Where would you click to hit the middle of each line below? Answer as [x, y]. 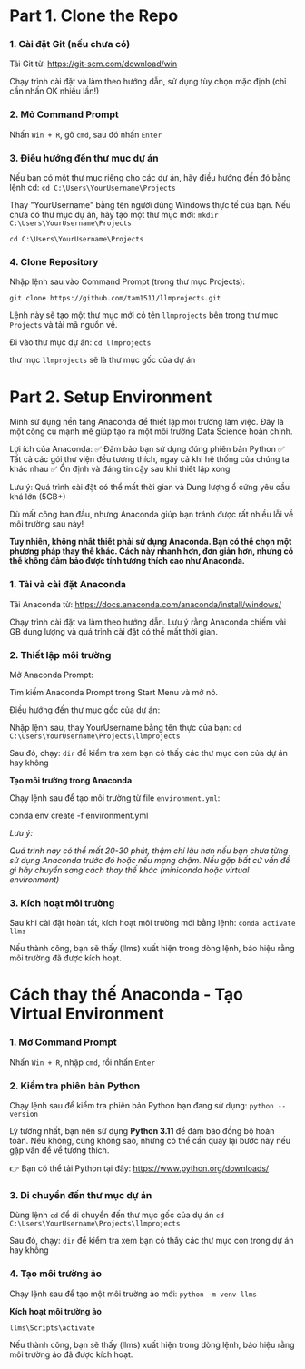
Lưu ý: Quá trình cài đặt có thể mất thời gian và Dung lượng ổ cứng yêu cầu [150, 488]
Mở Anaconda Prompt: [51, 675]
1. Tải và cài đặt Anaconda [68, 585]
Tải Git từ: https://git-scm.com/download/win [93, 64]
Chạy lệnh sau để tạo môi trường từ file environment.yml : [115, 798]
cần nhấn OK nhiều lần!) [54, 91]
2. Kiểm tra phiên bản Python [75, 1086]
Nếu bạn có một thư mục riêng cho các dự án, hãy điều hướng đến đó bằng [151, 178]
